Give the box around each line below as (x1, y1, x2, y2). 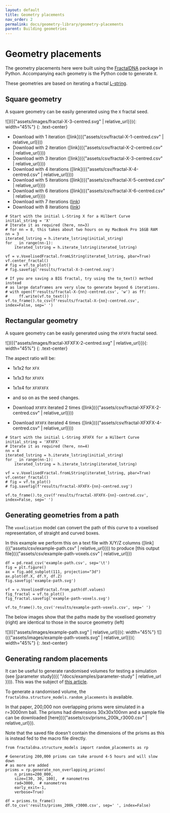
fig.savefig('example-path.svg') (5, 578, 76, 583)
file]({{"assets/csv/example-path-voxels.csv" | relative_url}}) (5, 550, 132, 557)
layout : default (5, 7, 40, 13)
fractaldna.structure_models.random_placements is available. (5, 694, 133, 700)
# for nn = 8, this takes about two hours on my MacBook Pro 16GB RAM (5, 227, 158, 232)
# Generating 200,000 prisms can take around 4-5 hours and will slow (5, 754, 158, 759)
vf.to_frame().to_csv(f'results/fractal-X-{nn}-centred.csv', (5, 298, 140, 303)
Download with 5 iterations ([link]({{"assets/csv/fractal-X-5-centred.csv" (12, 176, 165, 183)
